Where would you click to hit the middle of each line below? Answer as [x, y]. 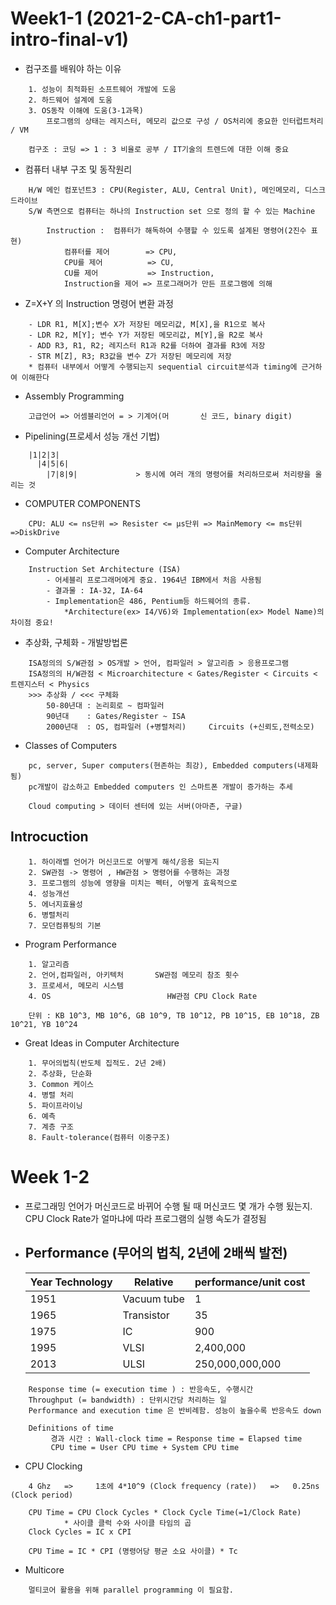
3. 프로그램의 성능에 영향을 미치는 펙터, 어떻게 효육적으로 [133, 883]
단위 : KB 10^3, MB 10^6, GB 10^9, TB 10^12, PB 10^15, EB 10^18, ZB [174, 1015]
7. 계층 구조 [51, 1127]
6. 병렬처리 [49, 915]
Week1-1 [46, 18]
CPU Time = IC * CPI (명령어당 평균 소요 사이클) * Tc [133, 1551]
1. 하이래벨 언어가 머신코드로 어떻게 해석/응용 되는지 [124, 862]
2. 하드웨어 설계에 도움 [70, 100]
